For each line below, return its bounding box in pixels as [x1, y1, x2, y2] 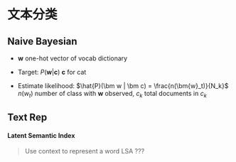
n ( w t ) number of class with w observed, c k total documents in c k [17, 90, 208, 99]
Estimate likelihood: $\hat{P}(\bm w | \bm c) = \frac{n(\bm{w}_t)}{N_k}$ [17, 82, 229, 90]
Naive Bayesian [7, 35, 77, 47]
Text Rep [7, 112, 48, 124]
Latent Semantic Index [7, 131, 75, 139]
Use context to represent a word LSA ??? [24, 147, 145, 156]
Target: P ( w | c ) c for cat [17, 68, 87, 76]
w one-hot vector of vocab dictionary [17, 54, 128, 63]
